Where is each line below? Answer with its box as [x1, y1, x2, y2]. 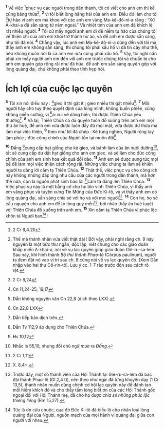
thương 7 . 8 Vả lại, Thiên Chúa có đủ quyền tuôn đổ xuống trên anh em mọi [5, 117, 154, 123]
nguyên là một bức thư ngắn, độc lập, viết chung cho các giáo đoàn [12, 241, 148, 247]
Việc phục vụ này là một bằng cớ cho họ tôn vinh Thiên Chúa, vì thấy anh [5, 183, 152, 190]
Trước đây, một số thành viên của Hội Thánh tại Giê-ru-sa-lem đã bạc [12, 371, 152, 378]
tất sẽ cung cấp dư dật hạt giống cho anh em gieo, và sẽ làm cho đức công [5, 150, 156, 156]
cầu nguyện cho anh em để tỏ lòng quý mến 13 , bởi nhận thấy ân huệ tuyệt [5, 200, 154, 207]
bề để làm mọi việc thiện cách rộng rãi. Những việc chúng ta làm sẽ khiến [5, 161, 153, 167]
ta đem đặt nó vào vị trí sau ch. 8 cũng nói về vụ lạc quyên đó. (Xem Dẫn [12, 257, 159, 263]
